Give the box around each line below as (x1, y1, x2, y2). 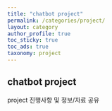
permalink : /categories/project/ (7, 17, 106, 24)
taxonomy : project (7, 50, 61, 57)
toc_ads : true (7, 43, 49, 50)
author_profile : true (7, 30, 71, 37)
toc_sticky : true (7, 37, 58, 44)
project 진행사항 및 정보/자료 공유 (7, 95, 100, 104)
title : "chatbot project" (7, 10, 83, 18)
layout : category (7, 23, 58, 30)
